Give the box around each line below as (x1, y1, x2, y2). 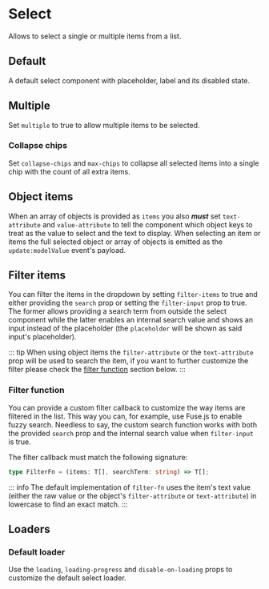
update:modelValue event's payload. (8, 245, 126, 254)
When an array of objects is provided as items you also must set (8, 211, 222, 221)
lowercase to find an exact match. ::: (8, 499, 128, 509)
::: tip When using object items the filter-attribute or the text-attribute (8, 347, 254, 357)
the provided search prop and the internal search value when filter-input (8, 428, 254, 438)
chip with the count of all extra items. (8, 166, 130, 176)
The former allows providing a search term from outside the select (8, 307, 227, 316)
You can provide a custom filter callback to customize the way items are (8, 403, 246, 412)
